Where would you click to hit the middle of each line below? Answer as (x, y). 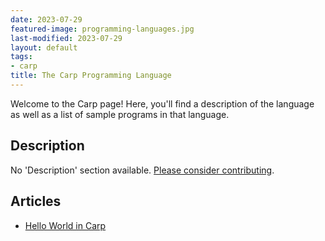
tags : (21, 57)
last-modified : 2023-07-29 (66, 38)
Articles (36, 201)
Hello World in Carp (65, 225)
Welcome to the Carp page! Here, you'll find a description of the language (162, 103)
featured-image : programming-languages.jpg (102, 29)
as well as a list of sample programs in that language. (120, 114)
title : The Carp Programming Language (91, 76)
